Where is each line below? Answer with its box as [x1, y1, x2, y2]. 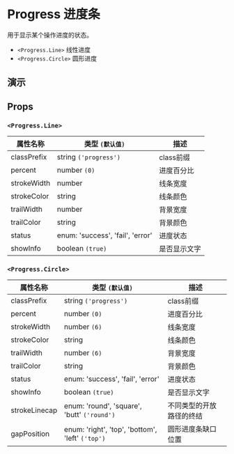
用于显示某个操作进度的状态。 [7, 31, 93, 39]
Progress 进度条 [7, 6, 101, 22]
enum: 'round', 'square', [63, 401, 143, 411]
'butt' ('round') [63, 410, 116, 420]
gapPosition [10, 429, 50, 439]
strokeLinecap [10, 405, 58, 415]
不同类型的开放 [167, 401, 217, 411]
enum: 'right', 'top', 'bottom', [63, 425, 157, 435]
